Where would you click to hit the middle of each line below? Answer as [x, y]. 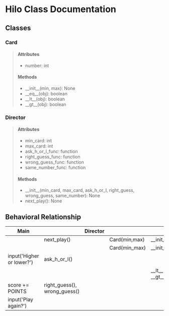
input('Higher [23, 256]
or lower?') [21, 262]
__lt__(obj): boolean [45, 99]
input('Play [21, 300]
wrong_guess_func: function [54, 162]
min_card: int [38, 141]
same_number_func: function [55, 168]
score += [18, 285]
